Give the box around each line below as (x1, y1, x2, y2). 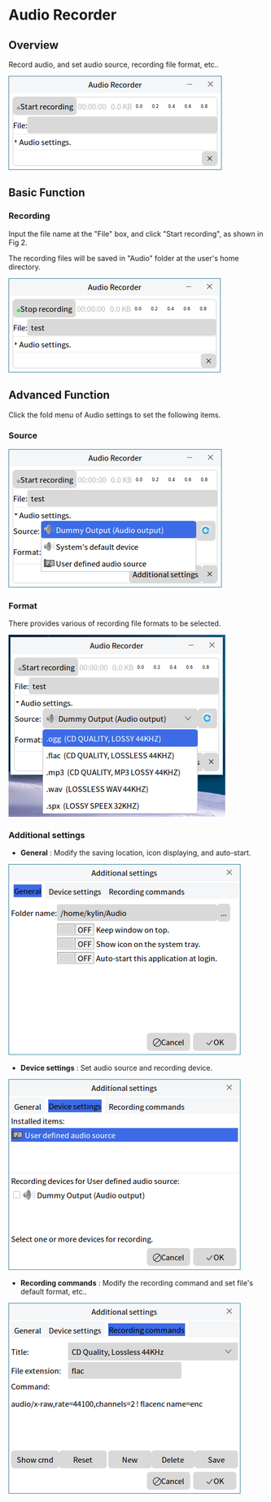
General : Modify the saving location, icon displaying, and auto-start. (20, 848, 251, 858)
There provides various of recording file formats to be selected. (8, 618, 221, 628)
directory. (8, 262, 41, 272)
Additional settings (8, 830, 85, 841)
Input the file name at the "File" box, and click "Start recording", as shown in (8, 229, 264, 238)
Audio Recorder (8, 6, 117, 24)
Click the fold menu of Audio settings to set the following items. (8, 409, 221, 420)
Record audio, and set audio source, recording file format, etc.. (8, 59, 220, 69)
